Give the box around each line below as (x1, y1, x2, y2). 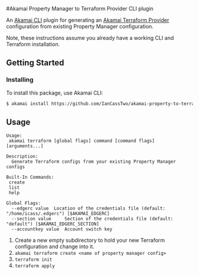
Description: (6, 154, 38, 160)
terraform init (14, 257, 53, 263)
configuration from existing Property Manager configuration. (6, 23, 154, 30)
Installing (6, 75, 34, 84)
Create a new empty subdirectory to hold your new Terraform (14, 237, 165, 244)
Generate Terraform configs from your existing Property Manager (11, 159, 176, 165)
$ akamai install (6, 100, 49, 106)
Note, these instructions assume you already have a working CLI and (6, 34, 174, 41)
